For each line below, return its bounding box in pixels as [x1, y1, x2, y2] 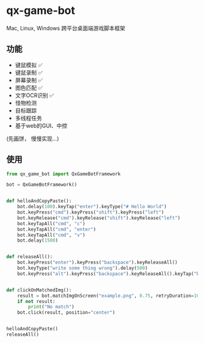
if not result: [17, 298, 56, 304]
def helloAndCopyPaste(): [6, 198, 72, 204]
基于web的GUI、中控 [15, 122, 68, 129]
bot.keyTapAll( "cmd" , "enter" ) [17, 226, 97, 233]
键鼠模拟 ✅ [15, 61, 43, 69]
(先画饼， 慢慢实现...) [6, 135, 59, 142]
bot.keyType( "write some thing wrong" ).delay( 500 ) [17, 265, 148, 271]
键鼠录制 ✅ [15, 69, 43, 76]
